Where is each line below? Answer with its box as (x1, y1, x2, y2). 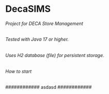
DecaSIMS (5, 3, 51, 15)
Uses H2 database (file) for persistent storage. (5, 52, 104, 58)
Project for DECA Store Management (5, 20, 83, 26)
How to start (5, 68, 32, 74)
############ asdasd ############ (5, 84, 92, 90)
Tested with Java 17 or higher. (5, 36, 69, 43)
